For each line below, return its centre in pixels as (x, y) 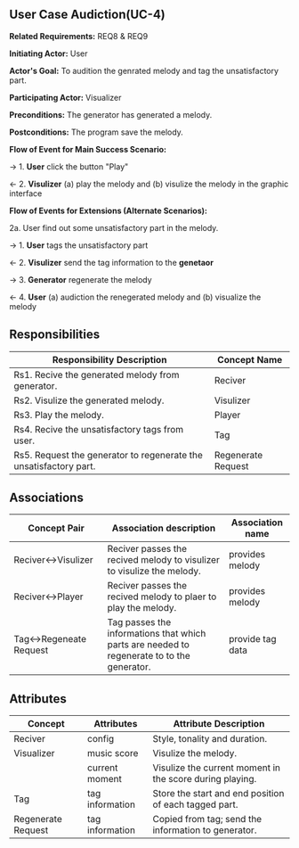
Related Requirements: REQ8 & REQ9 (79, 36)
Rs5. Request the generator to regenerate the (108, 455)
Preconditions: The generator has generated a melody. (111, 114)
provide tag (252, 639)
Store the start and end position (218, 794)
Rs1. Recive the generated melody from (97, 375)
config (101, 739)
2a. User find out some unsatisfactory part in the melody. (114, 227)
